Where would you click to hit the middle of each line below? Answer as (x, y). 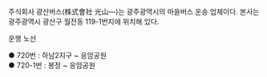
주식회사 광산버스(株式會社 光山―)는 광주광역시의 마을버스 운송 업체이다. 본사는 (134, 12)
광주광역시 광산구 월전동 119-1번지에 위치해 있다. (84, 21)
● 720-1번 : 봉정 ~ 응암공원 (52, 65)
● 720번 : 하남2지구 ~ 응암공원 (57, 55)
